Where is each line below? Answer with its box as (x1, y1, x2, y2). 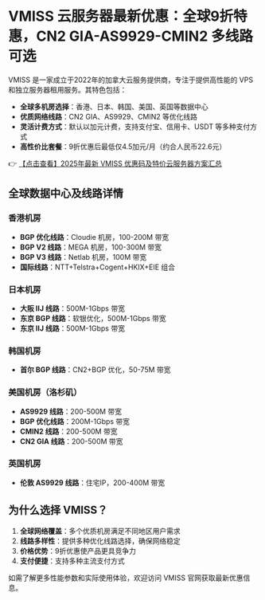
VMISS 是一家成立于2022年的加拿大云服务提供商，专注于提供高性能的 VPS (8, 75, 253, 84)
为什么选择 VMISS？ (8, 504, 108, 517)
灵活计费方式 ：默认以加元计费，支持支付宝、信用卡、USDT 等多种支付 (19, 121, 251, 131)
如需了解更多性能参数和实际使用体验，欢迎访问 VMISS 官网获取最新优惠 (8, 573, 244, 582)
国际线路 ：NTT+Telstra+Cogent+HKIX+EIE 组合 (19, 262, 176, 272)
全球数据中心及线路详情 (8, 186, 123, 200)
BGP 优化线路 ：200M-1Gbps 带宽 (19, 416, 130, 426)
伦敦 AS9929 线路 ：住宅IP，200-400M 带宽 (19, 477, 166, 487)
